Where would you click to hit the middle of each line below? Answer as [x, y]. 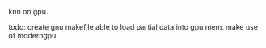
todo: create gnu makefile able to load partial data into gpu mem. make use [133, 27]
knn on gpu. [28, 12]
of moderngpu [32, 36]
